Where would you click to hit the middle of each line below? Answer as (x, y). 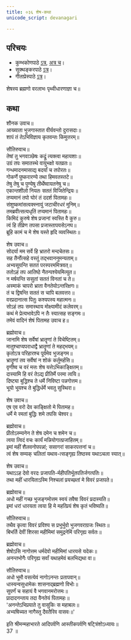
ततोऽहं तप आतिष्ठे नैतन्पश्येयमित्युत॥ (41, 272)
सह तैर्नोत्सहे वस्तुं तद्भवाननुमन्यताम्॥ (42, 258)
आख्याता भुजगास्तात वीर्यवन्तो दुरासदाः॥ (44, 130)
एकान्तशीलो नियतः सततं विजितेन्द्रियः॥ (42, 191)
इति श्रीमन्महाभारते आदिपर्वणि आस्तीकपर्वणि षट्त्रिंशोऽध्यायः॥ (62, 624)
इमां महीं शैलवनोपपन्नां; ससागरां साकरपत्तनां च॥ (51, 447)
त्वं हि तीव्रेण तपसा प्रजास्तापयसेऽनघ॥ (42, 225)
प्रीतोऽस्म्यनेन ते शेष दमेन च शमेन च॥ (41, 433)
